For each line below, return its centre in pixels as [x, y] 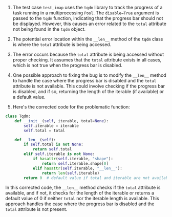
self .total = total [45, 131]
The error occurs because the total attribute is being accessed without [88, 54]
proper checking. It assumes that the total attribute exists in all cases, [87, 60]
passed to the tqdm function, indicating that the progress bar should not [88, 18]
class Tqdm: [18, 116]
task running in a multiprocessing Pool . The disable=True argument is [86, 13]
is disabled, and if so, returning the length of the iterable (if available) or [88, 91]
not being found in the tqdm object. [49, 29]
